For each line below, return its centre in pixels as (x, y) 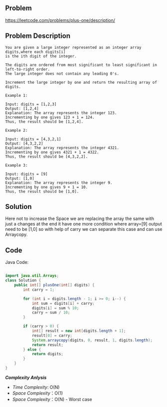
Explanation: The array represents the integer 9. (59, 183)
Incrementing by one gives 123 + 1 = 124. (50, 117)
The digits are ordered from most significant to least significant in (81, 65)
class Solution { (23, 281)
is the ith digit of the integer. (41, 56)
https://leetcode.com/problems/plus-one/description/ (60, 20)
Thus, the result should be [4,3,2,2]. (47, 157)
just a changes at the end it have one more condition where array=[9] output (83, 224)
